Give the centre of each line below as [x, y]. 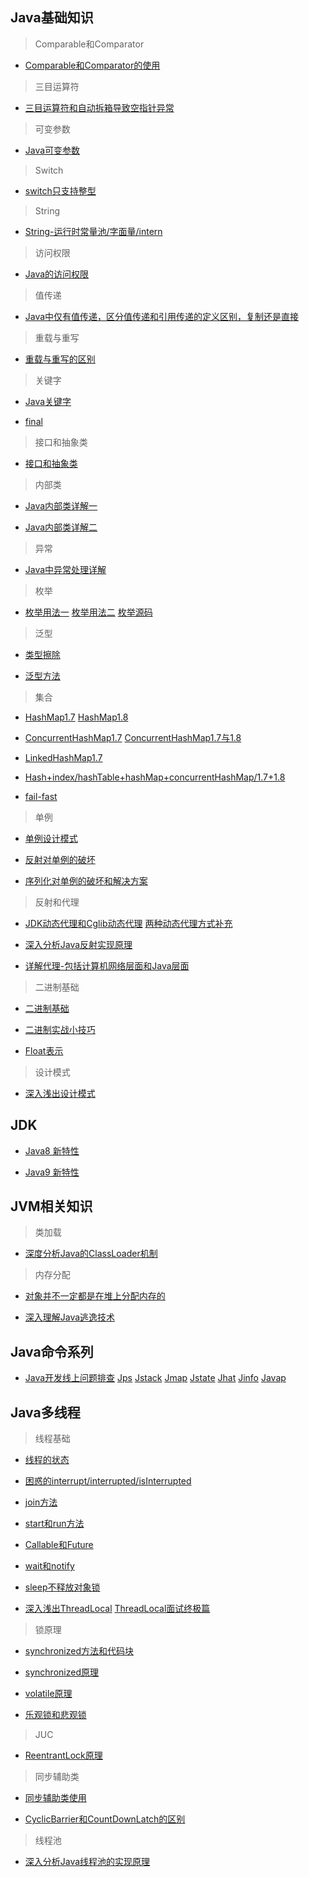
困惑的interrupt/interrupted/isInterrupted [108, 1481]
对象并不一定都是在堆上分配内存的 [95, 1296]
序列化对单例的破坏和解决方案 [86, 880]
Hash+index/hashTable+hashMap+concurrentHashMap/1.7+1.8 [155, 777]
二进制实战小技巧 [60, 1029]
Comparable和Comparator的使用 [92, 65]
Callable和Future [59, 1545]
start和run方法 [54, 1524]
